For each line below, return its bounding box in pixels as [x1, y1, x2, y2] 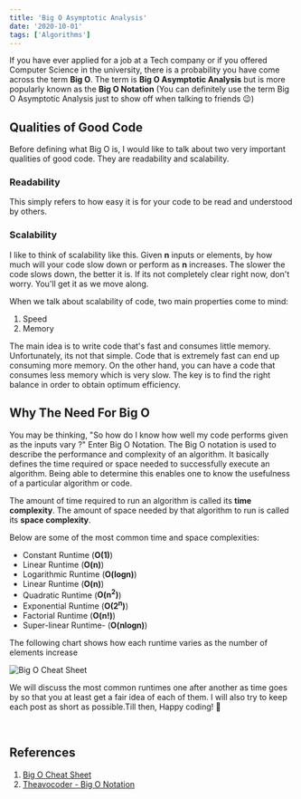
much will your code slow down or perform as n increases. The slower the [9, 259, 286, 270]
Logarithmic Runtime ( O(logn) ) [22, 568, 137, 580]
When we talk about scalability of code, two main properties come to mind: [9, 295, 289, 306]
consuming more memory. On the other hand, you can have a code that [9, 360, 276, 371]
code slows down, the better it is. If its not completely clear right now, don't [9, 268, 290, 279]
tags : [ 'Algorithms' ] [9, 30, 91, 39]
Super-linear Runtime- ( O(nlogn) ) [22, 620, 148, 631]
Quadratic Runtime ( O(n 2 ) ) [22, 588, 122, 601]
